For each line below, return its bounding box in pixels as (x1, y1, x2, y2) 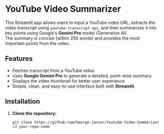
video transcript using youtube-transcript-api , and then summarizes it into (5, 24, 157, 30)
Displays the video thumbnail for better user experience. (12, 78, 126, 84)
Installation (5, 97, 40, 106)
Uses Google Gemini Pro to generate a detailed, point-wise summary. (12, 72, 153, 79)
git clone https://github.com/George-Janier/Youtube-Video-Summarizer (12, 120, 160, 125)
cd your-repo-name (12, 124, 50, 129)
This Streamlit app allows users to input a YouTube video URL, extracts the (5, 20, 156, 25)
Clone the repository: (12, 110, 57, 116)
